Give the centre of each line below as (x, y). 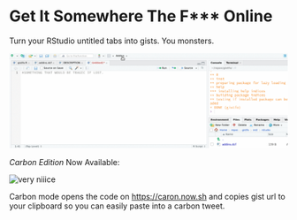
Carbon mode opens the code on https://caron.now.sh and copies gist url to (147, 196)
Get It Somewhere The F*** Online (141, 16)
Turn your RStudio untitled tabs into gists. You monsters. (112, 41)
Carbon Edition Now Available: (65, 162)
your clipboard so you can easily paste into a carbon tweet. (117, 206)
